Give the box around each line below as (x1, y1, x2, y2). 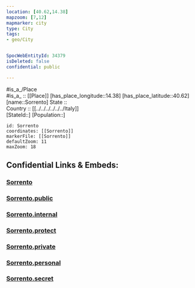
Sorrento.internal (6, 210, 58, 218)
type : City (6, 25, 34, 32)
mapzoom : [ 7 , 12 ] (6, 14, 47, 20)
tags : (6, 31, 20, 37)
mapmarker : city (6, 20, 47, 26)
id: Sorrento (6, 122, 39, 129)
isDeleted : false (6, 58, 50, 64)
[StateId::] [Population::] (6, 111, 65, 118)
